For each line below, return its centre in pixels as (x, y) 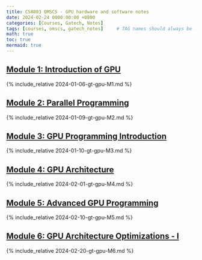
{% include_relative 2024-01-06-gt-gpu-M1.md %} (69, 84)
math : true (20, 34)
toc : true (19, 40)
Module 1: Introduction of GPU (64, 70)
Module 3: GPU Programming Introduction (87, 136)
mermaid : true (24, 46)
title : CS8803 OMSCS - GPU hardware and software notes (78, 12)
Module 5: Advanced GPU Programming (82, 203)
